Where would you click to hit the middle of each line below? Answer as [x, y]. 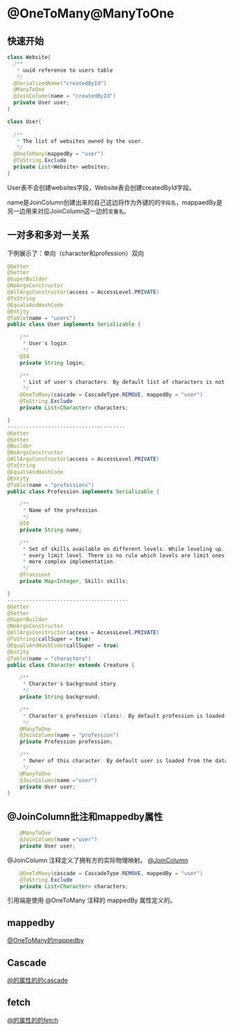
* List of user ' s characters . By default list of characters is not [124, 382]
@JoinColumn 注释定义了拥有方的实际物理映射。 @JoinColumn [98, 860]
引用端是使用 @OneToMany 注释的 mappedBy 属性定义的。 [92, 900]
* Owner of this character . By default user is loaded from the [118, 761]
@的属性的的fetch [33, 1020]
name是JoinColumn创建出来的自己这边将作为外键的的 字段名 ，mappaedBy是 [115, 202]
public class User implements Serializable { [74, 325]
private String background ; [60, 697]
